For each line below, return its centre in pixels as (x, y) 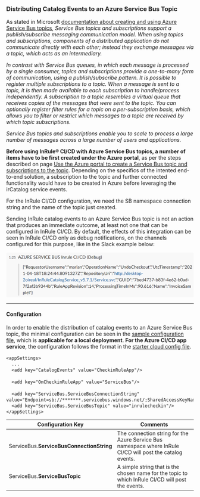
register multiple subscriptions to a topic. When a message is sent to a (93, 84)
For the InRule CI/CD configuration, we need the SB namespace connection (99, 201)
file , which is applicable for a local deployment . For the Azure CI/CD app (96, 340)
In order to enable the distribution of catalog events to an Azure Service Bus (99, 327)
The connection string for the (153, 433)
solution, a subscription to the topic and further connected (96, 177)
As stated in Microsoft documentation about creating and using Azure (92, 22)
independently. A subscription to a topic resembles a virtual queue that (93, 97)
